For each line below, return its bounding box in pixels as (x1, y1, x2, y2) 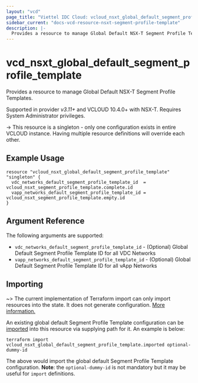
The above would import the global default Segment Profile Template (6, 357, 174, 364)
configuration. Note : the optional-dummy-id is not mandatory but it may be (6, 363, 186, 371)
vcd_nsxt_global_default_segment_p (6, 56, 190, 70)
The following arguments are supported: (6, 232, 104, 239)
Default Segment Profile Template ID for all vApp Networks (14, 262, 157, 269)
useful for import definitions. (6, 370, 75, 377)
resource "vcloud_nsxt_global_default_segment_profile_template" (6, 169, 170, 175)
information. (6, 307, 36, 314)
